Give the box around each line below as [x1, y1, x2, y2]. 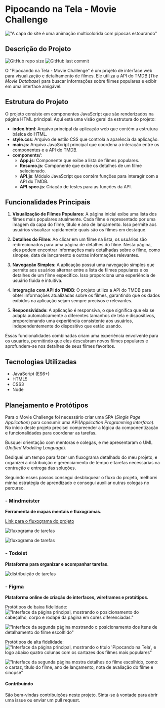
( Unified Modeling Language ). [5, 445, 67, 450]
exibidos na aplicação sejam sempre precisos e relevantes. [12, 298, 132, 304]
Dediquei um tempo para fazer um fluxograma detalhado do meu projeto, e [5, 454, 158, 460]
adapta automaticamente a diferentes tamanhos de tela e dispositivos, [12, 313, 156, 319]
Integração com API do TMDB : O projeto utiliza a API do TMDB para [12, 287, 151, 293]
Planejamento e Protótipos [5, 401, 88, 409]
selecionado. [19, 167, 46, 174]
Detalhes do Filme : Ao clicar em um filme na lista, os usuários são [12, 236, 147, 242]
